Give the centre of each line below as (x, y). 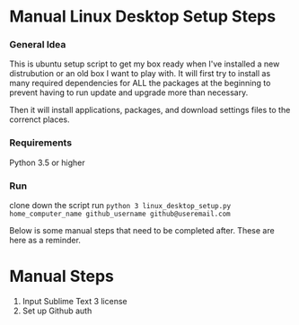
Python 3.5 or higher (47, 162)
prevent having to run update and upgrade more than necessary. (129, 92)
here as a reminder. (45, 241)
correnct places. (40, 119)
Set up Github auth (57, 311)
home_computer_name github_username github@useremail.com (120, 214)
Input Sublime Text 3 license (75, 302)
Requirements (41, 143)
